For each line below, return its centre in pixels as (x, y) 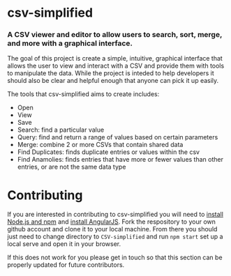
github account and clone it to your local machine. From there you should (112, 229)
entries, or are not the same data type (72, 167)
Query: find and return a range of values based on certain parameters (118, 137)
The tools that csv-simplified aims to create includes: (83, 94)
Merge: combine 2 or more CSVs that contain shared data (100, 145)
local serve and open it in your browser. (64, 244)
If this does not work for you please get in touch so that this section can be (115, 258)
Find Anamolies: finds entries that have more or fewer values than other (120, 160)
